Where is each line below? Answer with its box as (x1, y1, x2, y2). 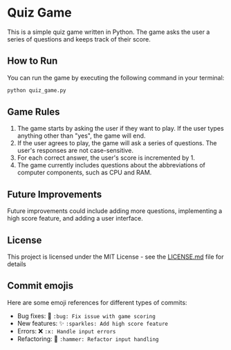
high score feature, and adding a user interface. (7, 214, 143, 223)
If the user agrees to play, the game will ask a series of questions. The (17, 139, 217, 147)
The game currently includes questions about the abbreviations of (17, 161, 206, 169)
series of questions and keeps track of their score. (7, 35, 151, 43)
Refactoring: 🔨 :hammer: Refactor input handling (17, 334, 159, 343)
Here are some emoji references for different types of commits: (7, 298, 187, 306)
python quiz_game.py (7, 86, 67, 94)
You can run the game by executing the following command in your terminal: (7, 73, 225, 82)
